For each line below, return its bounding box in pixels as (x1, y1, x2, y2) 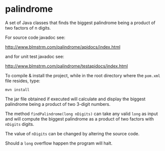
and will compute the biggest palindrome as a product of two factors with (5, 116, 154, 121)
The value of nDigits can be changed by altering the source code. (5, 130, 140, 136)
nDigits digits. (5, 121, 34, 127)
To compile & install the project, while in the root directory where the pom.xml (5, 72, 161, 78)
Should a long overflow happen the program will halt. (5, 140, 113, 146)
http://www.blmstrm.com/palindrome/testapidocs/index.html (5, 63, 128, 69)
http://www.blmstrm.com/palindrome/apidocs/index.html (5, 44, 121, 50)
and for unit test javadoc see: (5, 53, 65, 60)
